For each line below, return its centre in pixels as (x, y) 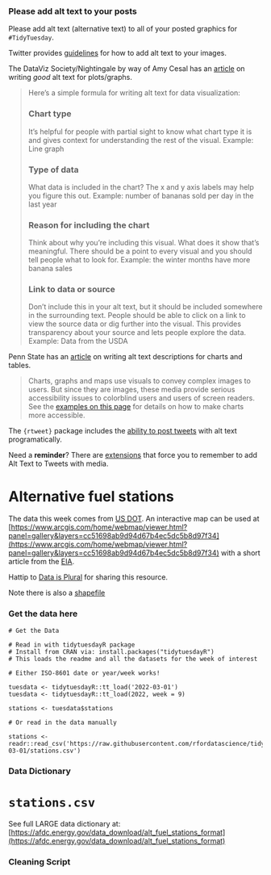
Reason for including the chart (89, 225)
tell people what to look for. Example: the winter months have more (139, 260)
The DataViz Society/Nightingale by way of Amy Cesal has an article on (127, 69)
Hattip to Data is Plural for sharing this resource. (88, 577)
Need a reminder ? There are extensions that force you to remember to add (133, 455)
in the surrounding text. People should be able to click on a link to (137, 316)
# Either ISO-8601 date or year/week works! (84, 673)
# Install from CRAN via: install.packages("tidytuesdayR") (112, 651)
